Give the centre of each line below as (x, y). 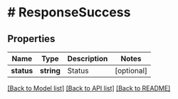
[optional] (131, 71)
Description (88, 59)
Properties (31, 39)
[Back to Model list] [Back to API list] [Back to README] (89, 88)
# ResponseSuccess (69, 12)
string (50, 71)
